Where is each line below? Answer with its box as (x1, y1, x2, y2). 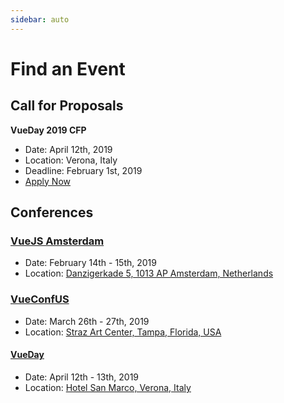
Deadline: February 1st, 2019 (24, 164, 143, 176)
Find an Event (10, 57, 126, 80)
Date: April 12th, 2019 (24, 143, 113, 155)
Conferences (10, 204, 94, 221)
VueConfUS (10, 292, 70, 306)
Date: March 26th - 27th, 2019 (24, 315, 150, 327)
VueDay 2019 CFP (10, 124, 87, 136)
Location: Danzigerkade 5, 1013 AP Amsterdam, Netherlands (24, 267, 274, 280)
